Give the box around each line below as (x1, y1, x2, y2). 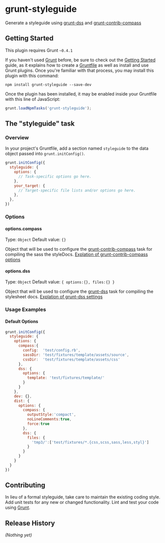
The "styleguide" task (5, 120, 75, 128)
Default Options (5, 318, 39, 324)
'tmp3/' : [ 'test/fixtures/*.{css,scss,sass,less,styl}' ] (31, 440, 149, 445)
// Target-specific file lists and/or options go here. (18, 188, 136, 193)
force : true (27, 421, 50, 426)
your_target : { (14, 183, 45, 188)
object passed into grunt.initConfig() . (5, 151, 85, 157)
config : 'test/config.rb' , (23, 348, 81, 353)
